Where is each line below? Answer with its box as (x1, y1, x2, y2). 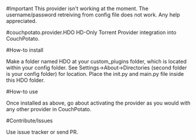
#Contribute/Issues (6, 117, 53, 124)
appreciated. (6, 18, 37, 24)
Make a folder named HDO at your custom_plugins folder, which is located (6, 58, 187, 65)
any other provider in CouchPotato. (6, 106, 92, 112)
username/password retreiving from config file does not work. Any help (6, 11, 180, 18)
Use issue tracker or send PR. (6, 129, 79, 135)
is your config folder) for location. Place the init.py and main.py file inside (6, 71, 184, 77)
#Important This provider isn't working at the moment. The (6, 5, 149, 12)
